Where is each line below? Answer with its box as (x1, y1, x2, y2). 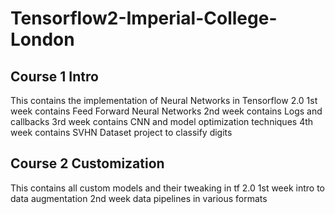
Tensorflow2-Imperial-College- (10, 7, 278, 30)
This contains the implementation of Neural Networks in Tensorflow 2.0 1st (10, 95, 318, 106)
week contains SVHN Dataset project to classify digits (10, 127, 233, 138)
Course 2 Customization (10, 155, 165, 172)
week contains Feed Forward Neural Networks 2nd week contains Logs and (10, 105, 323, 117)
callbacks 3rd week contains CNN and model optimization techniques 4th (10, 116, 314, 127)
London (10, 28, 75, 51)
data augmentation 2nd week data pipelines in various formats (10, 192, 268, 204)
